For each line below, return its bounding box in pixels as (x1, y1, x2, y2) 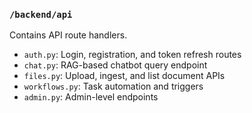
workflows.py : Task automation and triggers (23, 80, 204, 93)
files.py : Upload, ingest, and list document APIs (23, 70, 226, 82)
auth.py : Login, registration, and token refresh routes (23, 49, 242, 61)
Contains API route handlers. (9, 29, 128, 41)
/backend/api (9, 9, 73, 20)
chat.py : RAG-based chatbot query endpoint (23, 59, 208, 71)
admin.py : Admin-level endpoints (23, 91, 159, 103)
